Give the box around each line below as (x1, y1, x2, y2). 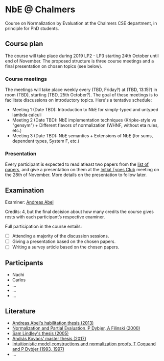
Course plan (5, 40, 43, 48)
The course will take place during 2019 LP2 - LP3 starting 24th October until (5, 53, 159, 59)
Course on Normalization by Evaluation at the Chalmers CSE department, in (5, 20, 158, 26)
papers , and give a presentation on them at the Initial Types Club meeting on (5, 167, 160, 173)
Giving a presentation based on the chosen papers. (12, 239, 116, 244)
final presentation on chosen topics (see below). (5, 63, 103, 69)
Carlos (12, 277, 26, 283)
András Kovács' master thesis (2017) (12, 335, 87, 341)
